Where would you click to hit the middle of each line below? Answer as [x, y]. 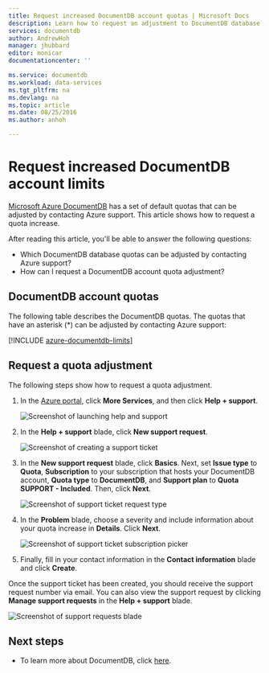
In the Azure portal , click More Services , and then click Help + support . [139, 400]
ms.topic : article [39, 105]
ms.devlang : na [34, 97]
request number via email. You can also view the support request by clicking [134, 592]
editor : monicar [35, 53]
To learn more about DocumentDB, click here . [96, 661]
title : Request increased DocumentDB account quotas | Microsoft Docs [129, 16]
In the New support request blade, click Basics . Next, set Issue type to [139, 462]
